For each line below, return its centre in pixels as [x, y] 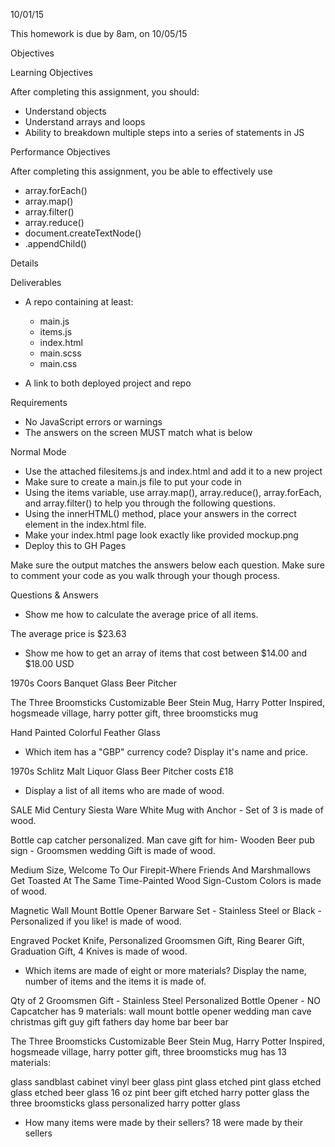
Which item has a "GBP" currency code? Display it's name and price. [166, 752]
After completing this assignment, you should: [105, 92]
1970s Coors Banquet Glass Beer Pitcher [93, 683]
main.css [58, 363]
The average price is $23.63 [68, 633]
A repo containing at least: [79, 302]
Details [24, 263]
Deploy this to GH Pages [75, 545]
